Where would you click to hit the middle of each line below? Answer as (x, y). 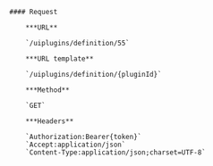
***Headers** (50, 121)
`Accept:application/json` (76, 145)
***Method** (47, 90)
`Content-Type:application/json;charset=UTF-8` (115, 153)
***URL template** (60, 59)
